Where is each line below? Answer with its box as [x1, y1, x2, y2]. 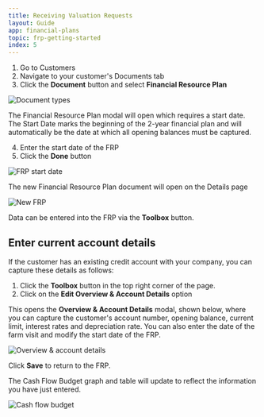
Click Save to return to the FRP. [8, 361, 111, 370]
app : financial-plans [8, 26, 80, 34]
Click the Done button [19, 152, 92, 161]
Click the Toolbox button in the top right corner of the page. [19, 280, 216, 290]
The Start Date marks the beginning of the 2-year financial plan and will [8, 119, 242, 129]
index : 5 [8, 41, 37, 49]
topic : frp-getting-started [8, 33, 101, 42]
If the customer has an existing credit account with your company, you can [8, 257, 252, 266]
